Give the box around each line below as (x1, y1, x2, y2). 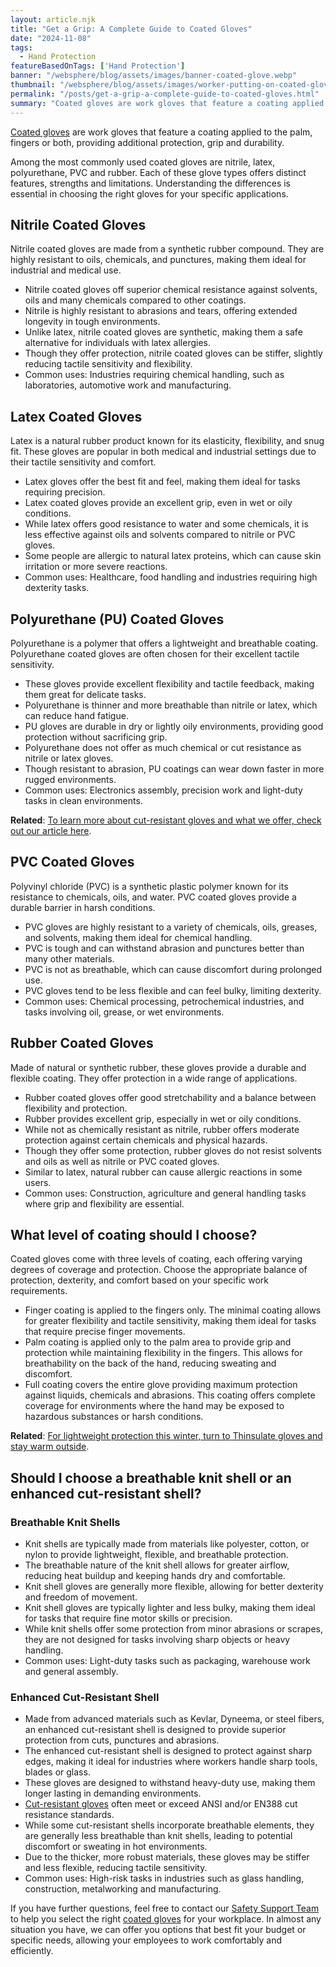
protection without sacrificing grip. (24, 731, 168, 743)
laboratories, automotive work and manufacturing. (24, 379, 232, 391)
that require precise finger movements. (24, 1326, 186, 1338)
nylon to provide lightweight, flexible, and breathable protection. (24, 1549, 289, 1561)
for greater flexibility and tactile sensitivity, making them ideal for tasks (24, 1315, 317, 1327)
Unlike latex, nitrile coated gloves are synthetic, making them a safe (24, 326, 303, 338)
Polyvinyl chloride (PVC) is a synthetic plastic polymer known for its (10, 880, 289, 892)
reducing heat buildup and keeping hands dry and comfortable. (24, 1570, 286, 1582)
